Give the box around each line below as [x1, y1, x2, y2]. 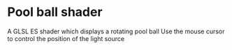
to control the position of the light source [7, 34, 124, 42]
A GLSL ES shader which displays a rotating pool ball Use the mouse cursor [7, 27, 225, 35]
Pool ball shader [7, 4, 103, 20]
